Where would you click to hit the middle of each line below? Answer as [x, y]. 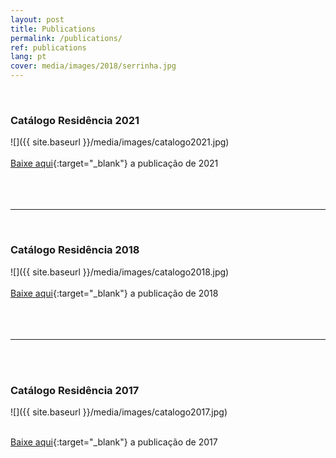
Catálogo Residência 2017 [75, 390]
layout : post [37, 19]
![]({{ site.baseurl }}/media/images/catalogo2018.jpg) [120, 272]
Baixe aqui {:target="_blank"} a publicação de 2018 [114, 293]
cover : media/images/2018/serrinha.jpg [93, 66]
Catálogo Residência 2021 [75, 120]
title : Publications [53, 29]
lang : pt [28, 57]
